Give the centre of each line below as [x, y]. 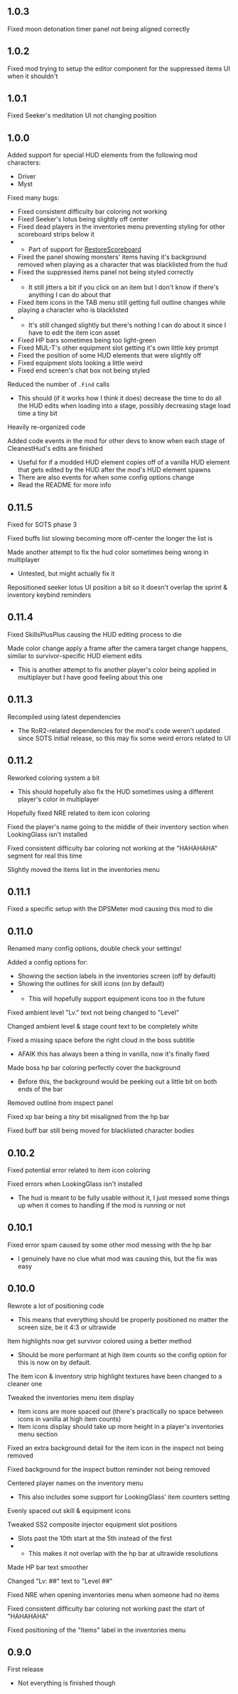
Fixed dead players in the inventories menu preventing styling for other [121, 227]
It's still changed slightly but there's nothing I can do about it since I [127, 325]
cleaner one [25, 1383]
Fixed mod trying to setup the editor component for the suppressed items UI [119, 68]
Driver [27, 177]
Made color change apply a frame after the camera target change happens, [118, 648]
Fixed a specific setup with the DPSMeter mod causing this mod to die [110, 909]
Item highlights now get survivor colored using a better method [99, 1341]
